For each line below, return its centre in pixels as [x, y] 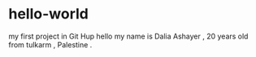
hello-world [49, 14]
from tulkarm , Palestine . [50, 44]
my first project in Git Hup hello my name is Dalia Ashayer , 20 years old [128, 36]
